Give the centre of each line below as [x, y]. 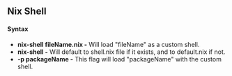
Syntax [18, 29]
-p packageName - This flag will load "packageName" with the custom [119, 59]
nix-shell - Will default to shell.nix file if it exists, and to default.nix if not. [121, 52]
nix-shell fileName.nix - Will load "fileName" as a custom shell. [108, 44]
